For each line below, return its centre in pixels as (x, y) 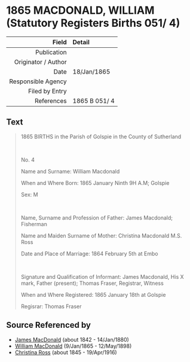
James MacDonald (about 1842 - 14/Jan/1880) (72, 339)
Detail (81, 42)
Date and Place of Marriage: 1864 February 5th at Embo (89, 253)
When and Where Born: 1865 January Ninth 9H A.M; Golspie (95, 182)
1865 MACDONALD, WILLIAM (80, 10)
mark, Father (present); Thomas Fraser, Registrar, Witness (92, 283)
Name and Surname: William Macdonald (70, 171)
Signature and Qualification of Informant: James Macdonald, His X (102, 276)
